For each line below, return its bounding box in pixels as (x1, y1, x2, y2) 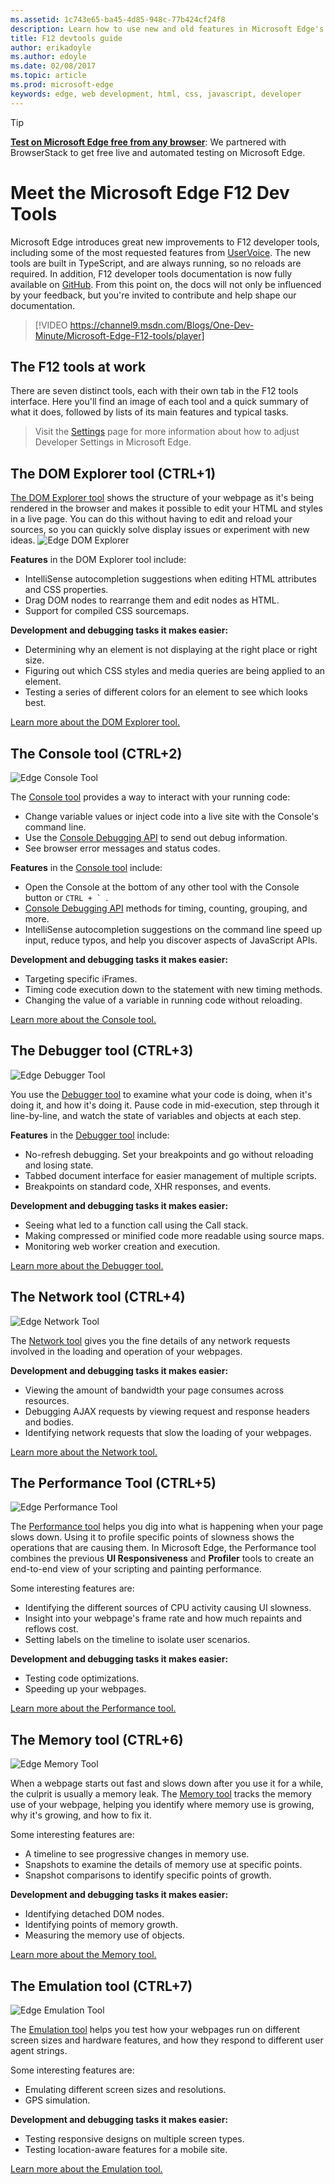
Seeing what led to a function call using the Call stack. (24, 1219, 249, 1231)
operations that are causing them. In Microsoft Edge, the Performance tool (10, 1542, 317, 1554)
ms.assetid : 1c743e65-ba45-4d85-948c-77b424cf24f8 (10, 14, 226, 25)
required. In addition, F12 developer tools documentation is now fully (10, 267, 293, 280)
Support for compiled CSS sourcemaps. (24, 605, 190, 617)
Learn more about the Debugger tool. (10, 1259, 164, 1271)
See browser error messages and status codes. (24, 842, 221, 854)
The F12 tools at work (10, 358, 147, 375)
